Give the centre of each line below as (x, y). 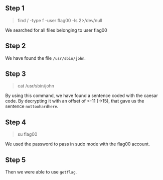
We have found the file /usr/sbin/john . (46, 58)
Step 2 (16, 46)
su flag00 (27, 134)
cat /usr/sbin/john (36, 86)
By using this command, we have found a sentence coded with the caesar (81, 96)
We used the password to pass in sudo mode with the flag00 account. (78, 144)
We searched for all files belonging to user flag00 (56, 30)
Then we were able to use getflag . (41, 172)
